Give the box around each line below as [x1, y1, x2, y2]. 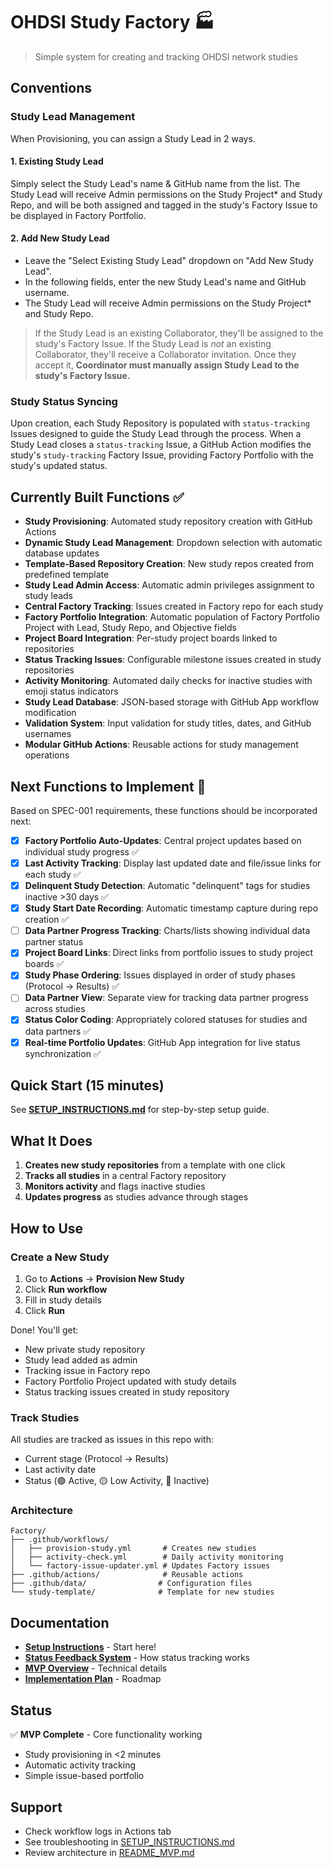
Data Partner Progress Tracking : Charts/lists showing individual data [24, 925, 311, 937]
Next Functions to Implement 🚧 [10, 778, 207, 795]
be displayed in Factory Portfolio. [10, 209, 147, 221]
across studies [24, 1003, 86, 1015]
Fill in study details [24, 1294, 102, 1306]
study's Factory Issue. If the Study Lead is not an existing [34, 338, 272, 350]
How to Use [10, 1220, 84, 1237]
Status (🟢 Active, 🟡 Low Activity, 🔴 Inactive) [24, 1475, 210, 1487]
